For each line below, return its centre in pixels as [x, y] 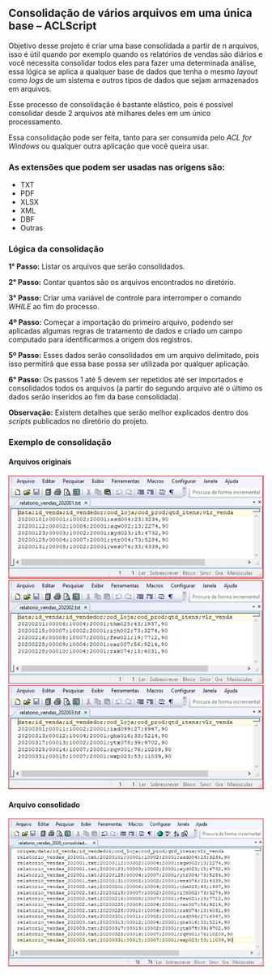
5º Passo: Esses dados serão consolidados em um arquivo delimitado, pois [134, 356]
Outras [31, 228]
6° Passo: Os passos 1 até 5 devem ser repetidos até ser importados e [126, 380]
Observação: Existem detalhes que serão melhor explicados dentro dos [128, 412]
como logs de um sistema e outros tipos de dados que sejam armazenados [134, 80]
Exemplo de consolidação [60, 442]
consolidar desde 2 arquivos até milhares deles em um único [110, 113]
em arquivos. [30, 88]
